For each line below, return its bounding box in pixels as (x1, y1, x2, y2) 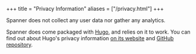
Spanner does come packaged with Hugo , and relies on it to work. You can (6, 28, 191, 35)
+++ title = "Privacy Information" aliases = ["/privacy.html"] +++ (6, 5, 164, 12)
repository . (6, 41, 33, 48)
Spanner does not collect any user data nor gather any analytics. (6, 17, 166, 23)
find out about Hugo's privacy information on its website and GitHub (6, 35, 174, 41)
